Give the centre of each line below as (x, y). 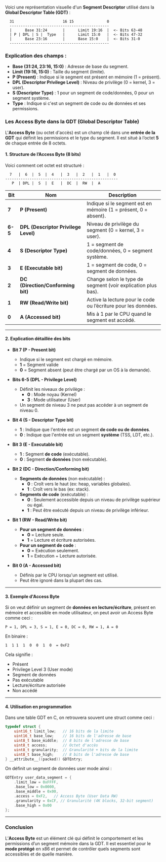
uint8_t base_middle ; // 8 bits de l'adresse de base (72, 741)
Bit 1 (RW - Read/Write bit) (40, 520)
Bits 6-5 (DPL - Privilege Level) (44, 380)
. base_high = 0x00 (33, 805)
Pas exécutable (28, 680)
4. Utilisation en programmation (38, 707)
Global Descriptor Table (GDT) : (38, 12)
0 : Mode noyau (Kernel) (52, 395)
